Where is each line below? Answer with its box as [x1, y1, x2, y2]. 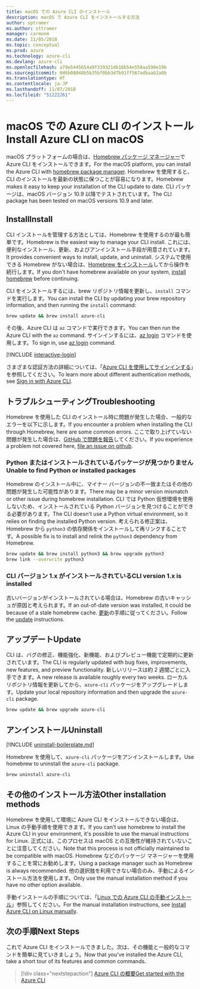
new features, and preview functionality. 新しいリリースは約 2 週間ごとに [6, 666, 186, 673]
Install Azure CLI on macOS [6, 132, 144, 146]
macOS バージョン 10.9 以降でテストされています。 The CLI [26, 190, 172, 197]
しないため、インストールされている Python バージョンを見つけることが [6, 503, 183, 510]
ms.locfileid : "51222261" [6, 92, 70, 98]
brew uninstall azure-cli [6, 772, 70, 778]
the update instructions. [6, 616, 65, 623]
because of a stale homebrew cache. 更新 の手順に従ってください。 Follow [6, 609, 188, 616]
